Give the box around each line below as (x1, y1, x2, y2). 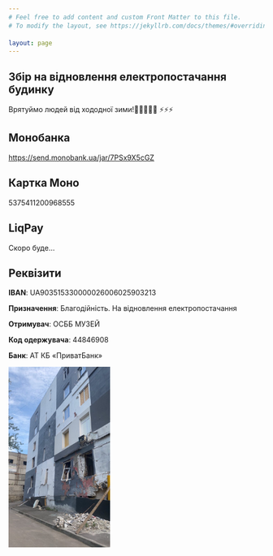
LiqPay (8, 222, 44, 235)
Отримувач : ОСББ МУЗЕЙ (8, 319, 100, 329)
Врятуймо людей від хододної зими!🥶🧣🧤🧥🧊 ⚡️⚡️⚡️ (8, 105, 174, 114)
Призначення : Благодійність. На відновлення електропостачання (8, 304, 237, 313)
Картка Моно (8, 176, 80, 190)
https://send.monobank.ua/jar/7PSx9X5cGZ (8, 153, 154, 162)
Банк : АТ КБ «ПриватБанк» (8, 351, 103, 360)
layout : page (8, 39, 53, 47)
